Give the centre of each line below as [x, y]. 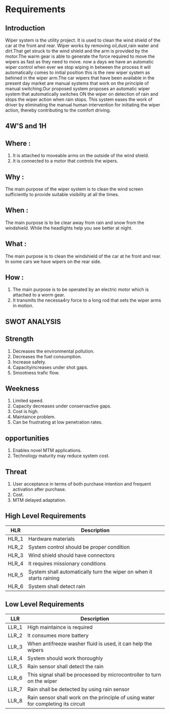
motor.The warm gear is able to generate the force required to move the [80, 56]
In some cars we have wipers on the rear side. [53, 261]
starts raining [44, 578]
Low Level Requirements [45, 604]
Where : [18, 143]
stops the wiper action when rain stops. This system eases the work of [79, 99]
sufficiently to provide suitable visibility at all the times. [62, 195]
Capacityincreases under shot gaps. [50, 367]
